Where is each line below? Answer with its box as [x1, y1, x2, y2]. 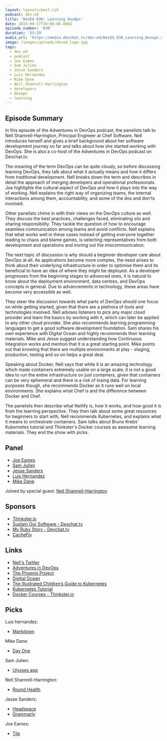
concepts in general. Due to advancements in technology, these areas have [5, 284, 160, 290]
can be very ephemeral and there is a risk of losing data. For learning [5, 377, 147, 383]
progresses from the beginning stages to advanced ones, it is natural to [5, 273, 152, 279]
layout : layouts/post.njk [5, 7, 59, 12]
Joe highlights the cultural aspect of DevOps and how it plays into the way [5, 185, 158, 191]
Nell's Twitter [12, 559, 40, 565]
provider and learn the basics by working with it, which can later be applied [5, 315, 159, 321]
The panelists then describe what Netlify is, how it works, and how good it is [5, 403, 162, 409]
